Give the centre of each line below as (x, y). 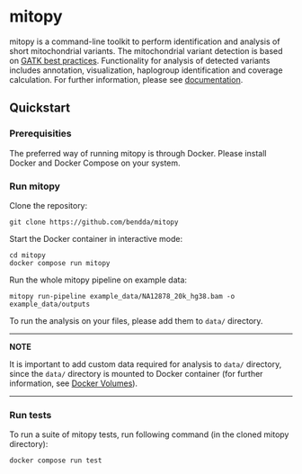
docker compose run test (56, 461)
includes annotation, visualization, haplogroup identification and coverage (146, 70)
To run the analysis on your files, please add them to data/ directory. (136, 320)
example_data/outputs (50, 304)
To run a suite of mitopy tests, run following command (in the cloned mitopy (149, 434)
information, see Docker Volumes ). (73, 383)
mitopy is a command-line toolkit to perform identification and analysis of (145, 41)
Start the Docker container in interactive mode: (96, 238)
